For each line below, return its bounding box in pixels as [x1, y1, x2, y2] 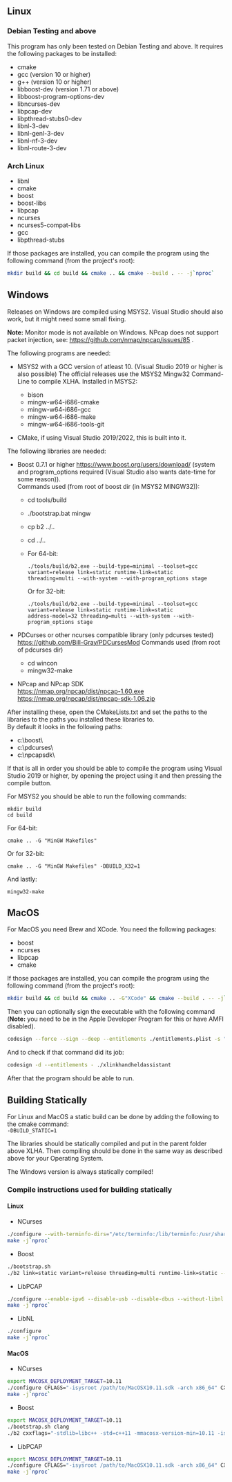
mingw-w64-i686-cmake [27, 398, 100, 406]
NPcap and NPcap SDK [17, 679, 84, 688]
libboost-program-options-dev [17, 92, 105, 100]
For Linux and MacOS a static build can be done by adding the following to [7, 1112, 220, 1121]
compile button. [7, 778, 52, 787]
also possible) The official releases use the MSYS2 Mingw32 [17, 370, 190, 378]
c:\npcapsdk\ [17, 751, 55, 759]
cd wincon [27, 659, 57, 667]
